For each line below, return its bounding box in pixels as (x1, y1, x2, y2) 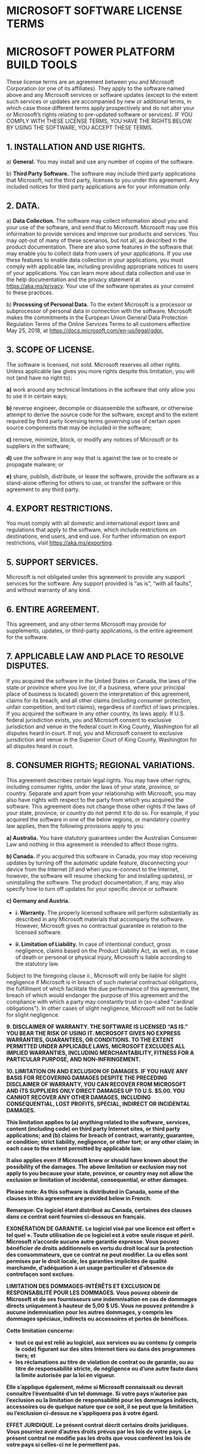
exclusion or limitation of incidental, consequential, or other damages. (6, 1176, 188, 1183)
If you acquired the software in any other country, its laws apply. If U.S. (6, 710, 185, 717)
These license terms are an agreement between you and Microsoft (6, 78, 174, 86)
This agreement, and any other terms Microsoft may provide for (6, 621, 167, 628)
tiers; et (15, 1351, 36, 1359)
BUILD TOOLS (6, 58, 78, 72)
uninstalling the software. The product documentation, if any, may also (6, 879, 185, 886)
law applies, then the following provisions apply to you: (6, 822, 145, 830)
